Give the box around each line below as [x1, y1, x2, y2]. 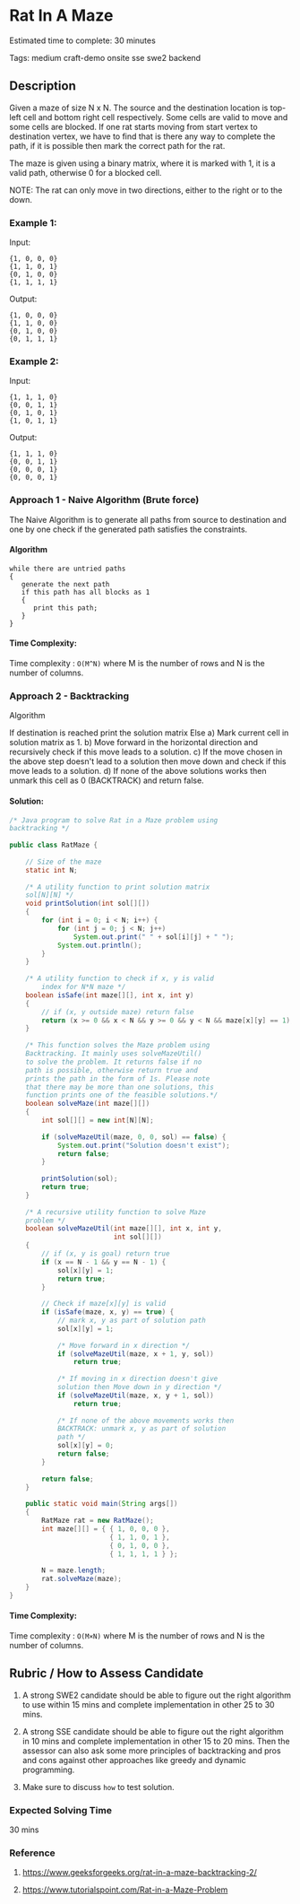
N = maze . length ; [41, 1566, 106, 1575]
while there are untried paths [9, 564, 126, 573]
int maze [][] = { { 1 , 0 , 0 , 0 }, [41, 1524, 170, 1534]
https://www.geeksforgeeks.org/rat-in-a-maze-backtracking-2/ [21, 1867, 257, 1878]
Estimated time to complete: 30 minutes [9, 35, 157, 46]
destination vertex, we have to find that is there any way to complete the [9, 131, 276, 142]
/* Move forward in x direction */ [56, 1341, 191, 1350]
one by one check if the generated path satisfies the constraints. [9, 524, 248, 535]
